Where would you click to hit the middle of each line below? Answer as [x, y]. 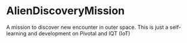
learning [16, 33]
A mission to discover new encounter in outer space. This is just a [88, 27]
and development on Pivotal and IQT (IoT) [79, 33]
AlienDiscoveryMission [65, 11]
